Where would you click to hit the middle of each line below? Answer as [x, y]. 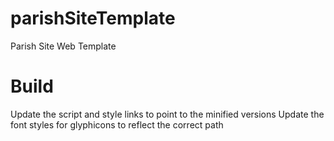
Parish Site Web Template [63, 46]
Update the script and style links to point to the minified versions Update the [167, 114]
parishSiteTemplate [93, 18]
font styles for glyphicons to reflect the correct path [117, 124]
